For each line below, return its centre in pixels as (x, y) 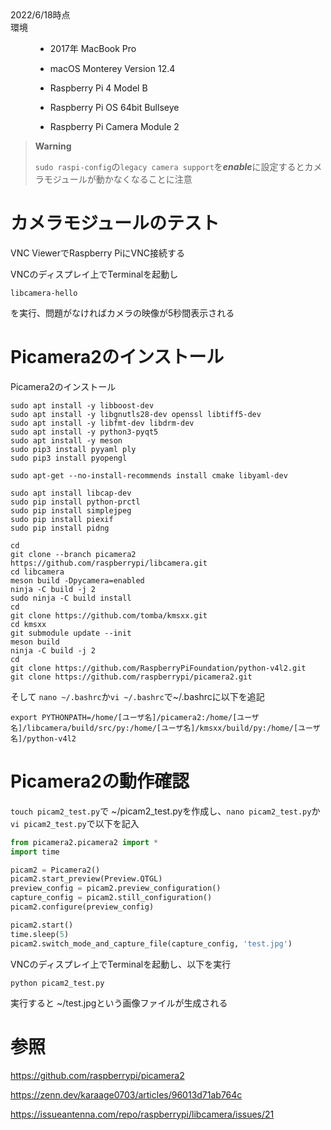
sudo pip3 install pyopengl (69, 458)
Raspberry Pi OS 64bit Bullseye (114, 107)
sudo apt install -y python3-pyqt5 (84, 432)
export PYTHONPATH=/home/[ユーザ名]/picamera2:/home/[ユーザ (135, 717)
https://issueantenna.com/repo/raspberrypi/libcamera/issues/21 (142, 1114)
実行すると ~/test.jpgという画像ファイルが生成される (119, 1003)
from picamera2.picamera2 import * (84, 842)
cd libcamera (37, 572)
